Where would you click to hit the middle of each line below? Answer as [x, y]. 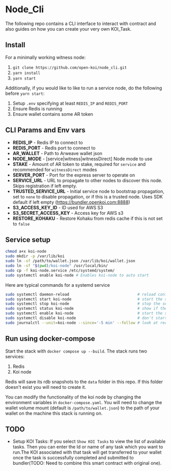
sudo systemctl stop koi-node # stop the [83, 304]
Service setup [28, 240]
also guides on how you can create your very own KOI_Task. [68, 29]
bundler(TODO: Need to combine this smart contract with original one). [87, 463]
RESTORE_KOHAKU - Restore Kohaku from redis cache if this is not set [88, 218]
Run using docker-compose [50, 339]
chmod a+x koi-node [26, 252]
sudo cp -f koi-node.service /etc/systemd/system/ [60, 270]
